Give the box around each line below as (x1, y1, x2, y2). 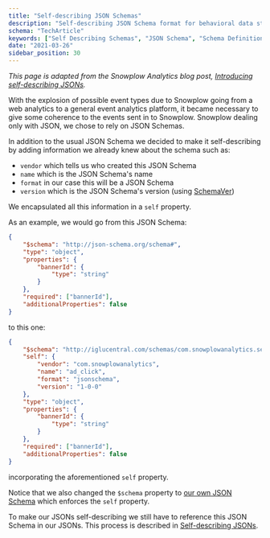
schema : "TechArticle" (8, 27, 84, 35)
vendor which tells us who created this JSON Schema (19, 161, 197, 170)
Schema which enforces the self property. (8, 496, 150, 506)
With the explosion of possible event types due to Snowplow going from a (8, 96, 253, 105)
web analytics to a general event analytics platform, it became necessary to (8, 104, 259, 113)
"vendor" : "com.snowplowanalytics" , (37, 360, 160, 368)
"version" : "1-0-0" (37, 383, 103, 391)
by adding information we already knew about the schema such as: (8, 146, 231, 154)
